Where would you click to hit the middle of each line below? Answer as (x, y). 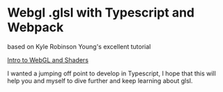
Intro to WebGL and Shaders (48, 59)
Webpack (36, 27)
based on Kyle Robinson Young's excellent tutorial (79, 46)
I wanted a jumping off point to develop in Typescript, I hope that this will (111, 73)
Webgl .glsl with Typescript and (101, 13)
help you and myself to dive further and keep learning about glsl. (100, 80)
